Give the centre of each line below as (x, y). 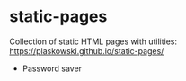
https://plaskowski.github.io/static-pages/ (87, 50)
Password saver (52, 68)
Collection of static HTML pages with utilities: (93, 41)
